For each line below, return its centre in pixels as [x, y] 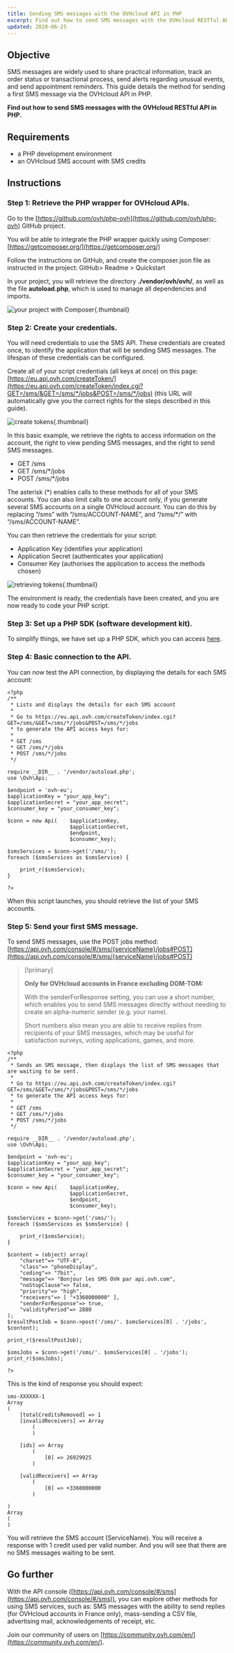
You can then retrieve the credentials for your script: [82, 535]
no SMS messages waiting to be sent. [61, 1552]
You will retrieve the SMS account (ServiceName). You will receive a [105, 1538]
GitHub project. [44, 226]
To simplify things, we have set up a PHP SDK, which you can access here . [115, 639]
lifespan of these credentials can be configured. [76, 358]
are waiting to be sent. [43, 1071]
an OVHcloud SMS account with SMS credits [81, 161]
